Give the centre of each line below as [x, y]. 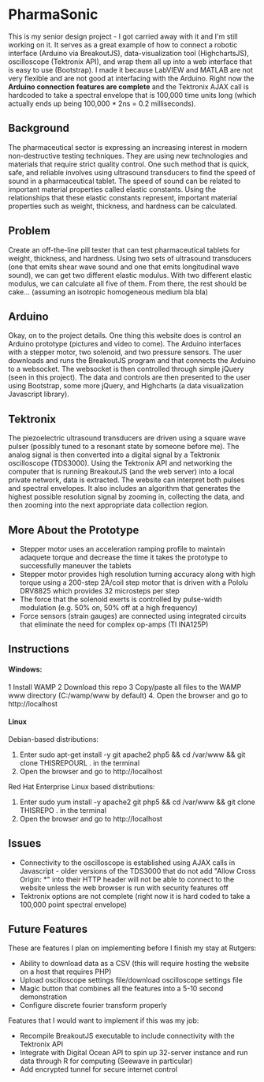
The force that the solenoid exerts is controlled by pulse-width [121, 599]
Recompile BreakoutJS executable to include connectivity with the [127, 1036]
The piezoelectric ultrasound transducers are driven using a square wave [127, 438]
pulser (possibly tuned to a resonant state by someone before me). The [124, 447]
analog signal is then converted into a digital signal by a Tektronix [114, 455]
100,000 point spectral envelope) [73, 904]
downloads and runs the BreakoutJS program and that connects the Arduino [132, 361]
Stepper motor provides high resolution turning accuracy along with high [138, 574]
